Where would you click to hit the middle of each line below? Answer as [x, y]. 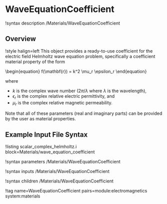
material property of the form [35, 62]
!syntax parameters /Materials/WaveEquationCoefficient [63, 162]
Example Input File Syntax [46, 135]
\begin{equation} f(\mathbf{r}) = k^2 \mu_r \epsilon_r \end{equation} [76, 71]
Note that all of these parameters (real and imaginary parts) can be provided [84, 113]
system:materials [23, 196]
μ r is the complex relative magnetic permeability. [62, 103]
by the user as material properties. [40, 119]
